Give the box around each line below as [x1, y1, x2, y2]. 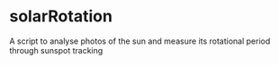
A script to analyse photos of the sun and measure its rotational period [9, 36, 271, 46]
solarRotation [9, 6, 112, 27]
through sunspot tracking [9, 45, 103, 55]
